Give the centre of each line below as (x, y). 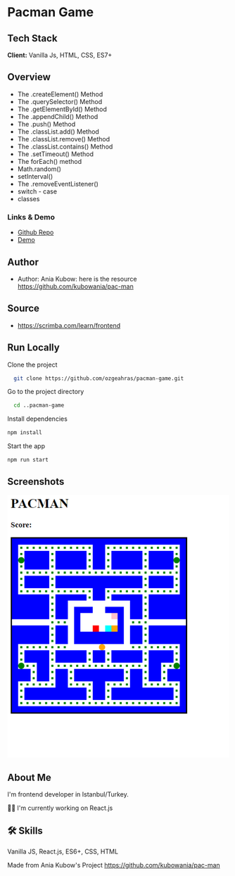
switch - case (37, 191)
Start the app (26, 446)
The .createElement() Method (60, 94)
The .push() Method (46, 124)
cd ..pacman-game (39, 405)
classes (28, 198)
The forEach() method (50, 161)
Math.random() (39, 169)
